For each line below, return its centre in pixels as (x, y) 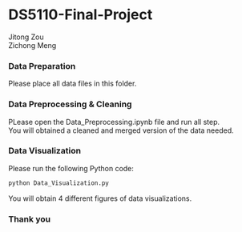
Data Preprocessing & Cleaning (70, 104)
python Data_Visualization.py (59, 183)
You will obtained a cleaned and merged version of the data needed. (121, 130)
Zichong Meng (32, 45)
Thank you (29, 219)
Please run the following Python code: (71, 168)
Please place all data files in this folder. (73, 84)
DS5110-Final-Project (81, 15)
